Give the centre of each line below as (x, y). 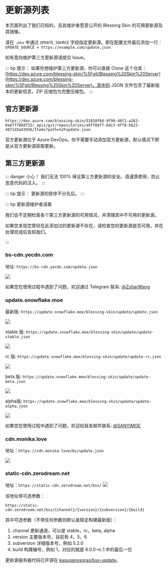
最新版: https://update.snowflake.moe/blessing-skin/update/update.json (81, 312)
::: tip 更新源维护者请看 (29, 204)
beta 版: (13, 376)
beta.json (16, 382)
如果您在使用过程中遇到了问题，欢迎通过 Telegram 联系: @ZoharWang (78, 287)
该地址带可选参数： (25, 496)
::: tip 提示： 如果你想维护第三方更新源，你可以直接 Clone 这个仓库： (76, 68)
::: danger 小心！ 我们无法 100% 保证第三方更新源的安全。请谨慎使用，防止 (83, 176)
